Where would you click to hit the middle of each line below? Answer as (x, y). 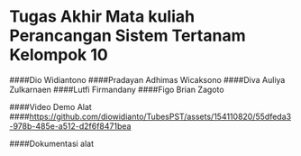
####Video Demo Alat (50, 106)
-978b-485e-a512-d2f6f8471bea (70, 126)
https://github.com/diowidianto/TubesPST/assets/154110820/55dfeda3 (160, 116)
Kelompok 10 (59, 55)
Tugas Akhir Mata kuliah (102, 17)
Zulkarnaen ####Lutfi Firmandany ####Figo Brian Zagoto (117, 89)
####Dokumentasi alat (52, 143)
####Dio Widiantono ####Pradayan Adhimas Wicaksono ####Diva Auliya (147, 79)
